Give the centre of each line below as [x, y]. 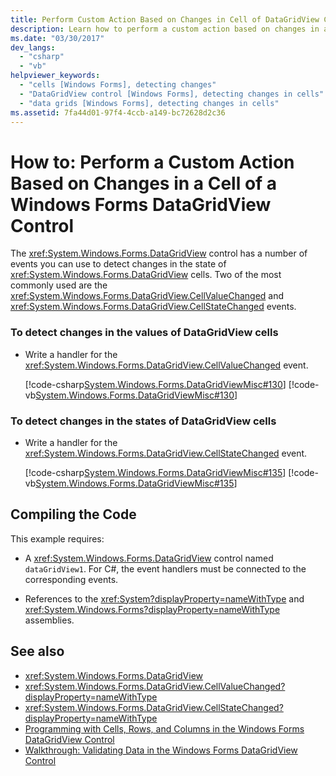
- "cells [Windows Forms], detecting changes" [118, 85]
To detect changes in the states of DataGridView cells [143, 421]
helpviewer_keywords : [55, 76]
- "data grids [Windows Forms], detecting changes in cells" [149, 103]
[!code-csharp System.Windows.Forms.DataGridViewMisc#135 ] [155, 472]
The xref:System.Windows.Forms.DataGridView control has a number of [159, 253]
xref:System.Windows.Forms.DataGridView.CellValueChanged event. [166, 365]
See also [37, 651]
